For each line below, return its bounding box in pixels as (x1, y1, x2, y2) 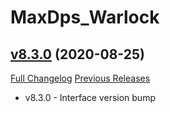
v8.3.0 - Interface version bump (24, 92, 156, 103)
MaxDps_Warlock (10, 6, 160, 29)
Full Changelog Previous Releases (10, 72, 151, 84)
